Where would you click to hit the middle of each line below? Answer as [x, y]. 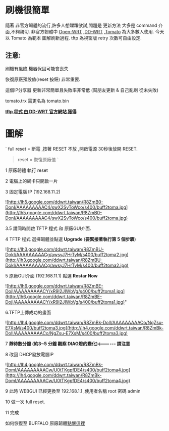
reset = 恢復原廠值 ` [38, 159]
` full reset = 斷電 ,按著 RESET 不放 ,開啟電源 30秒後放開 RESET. [71, 149]
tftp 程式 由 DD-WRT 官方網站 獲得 [41, 111]
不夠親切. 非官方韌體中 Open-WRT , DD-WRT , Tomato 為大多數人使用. [82, 31]
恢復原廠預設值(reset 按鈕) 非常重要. [43, 79]
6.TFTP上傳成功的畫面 [28, 312]
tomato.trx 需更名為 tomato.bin [37, 101]
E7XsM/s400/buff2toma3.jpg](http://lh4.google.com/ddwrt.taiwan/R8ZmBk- [84, 328]
